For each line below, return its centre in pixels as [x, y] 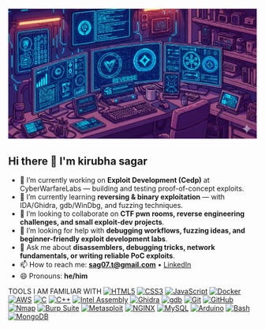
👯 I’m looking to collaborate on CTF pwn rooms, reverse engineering [132, 214]
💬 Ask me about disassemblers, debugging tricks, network [117, 248]
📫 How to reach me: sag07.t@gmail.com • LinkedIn [105, 265]
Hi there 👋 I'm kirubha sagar [78, 161]
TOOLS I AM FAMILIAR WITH [55, 291]
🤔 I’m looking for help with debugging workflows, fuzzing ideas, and [132, 231]
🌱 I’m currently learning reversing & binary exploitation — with [122, 197]
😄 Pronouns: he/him [54, 276]
